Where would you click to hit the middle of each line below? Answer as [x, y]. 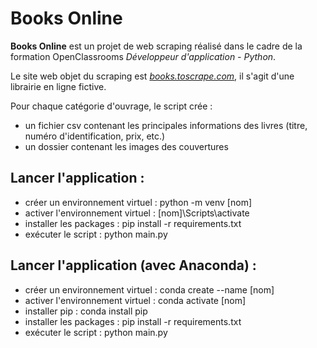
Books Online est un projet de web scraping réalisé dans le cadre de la [156, 46]
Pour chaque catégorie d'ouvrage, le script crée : [111, 106]
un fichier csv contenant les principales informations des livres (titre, [166, 125]
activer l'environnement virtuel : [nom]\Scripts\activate [137, 213]
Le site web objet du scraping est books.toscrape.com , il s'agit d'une [152, 76]
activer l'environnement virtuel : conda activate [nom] [135, 300]
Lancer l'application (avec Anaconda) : [133, 265]
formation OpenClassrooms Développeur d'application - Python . [143, 56]
